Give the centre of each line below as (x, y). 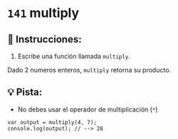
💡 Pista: (25, 93)
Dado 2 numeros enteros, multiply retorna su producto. (89, 70)
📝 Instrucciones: (44, 39)
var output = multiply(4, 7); (52, 122)
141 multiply (43, 13)
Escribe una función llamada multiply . (74, 56)
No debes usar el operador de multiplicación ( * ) (88, 109)
